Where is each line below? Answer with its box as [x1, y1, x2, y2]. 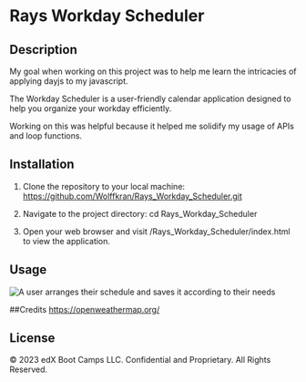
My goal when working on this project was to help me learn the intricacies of [9, 66, 297, 77]
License [9, 330, 56, 346]
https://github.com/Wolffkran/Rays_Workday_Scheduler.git [22, 191, 243, 201]
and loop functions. [9, 130, 83, 141]
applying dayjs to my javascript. [9, 76, 129, 87]
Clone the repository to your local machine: [22, 181, 185, 191]
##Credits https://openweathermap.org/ [9, 304, 160, 315]
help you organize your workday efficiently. [9, 103, 172, 114]
